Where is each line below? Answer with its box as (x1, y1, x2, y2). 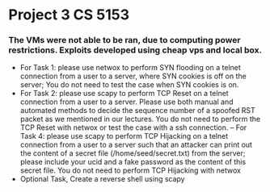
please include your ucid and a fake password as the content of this (19, 157, 247, 167)
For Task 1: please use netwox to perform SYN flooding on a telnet (19, 63, 241, 73)
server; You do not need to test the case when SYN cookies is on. (19, 80, 239, 90)
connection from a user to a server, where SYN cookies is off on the (19, 71, 247, 81)
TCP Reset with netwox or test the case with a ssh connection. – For (19, 123, 247, 132)
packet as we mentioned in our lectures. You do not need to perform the (19, 115, 261, 124)
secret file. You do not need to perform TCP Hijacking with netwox (19, 165, 241, 175)
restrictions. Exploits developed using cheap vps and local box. (8, 44, 263, 56)
